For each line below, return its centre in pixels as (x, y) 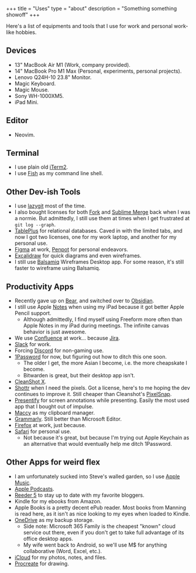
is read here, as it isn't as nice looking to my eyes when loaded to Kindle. (102, 514)
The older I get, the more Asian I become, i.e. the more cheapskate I (105, 363)
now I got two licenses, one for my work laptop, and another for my (95, 237)
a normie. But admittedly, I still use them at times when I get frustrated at (102, 219)
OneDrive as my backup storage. (54, 520)
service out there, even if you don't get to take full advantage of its (104, 532)
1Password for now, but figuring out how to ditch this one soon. (91, 357)
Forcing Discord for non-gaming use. (59, 350)
